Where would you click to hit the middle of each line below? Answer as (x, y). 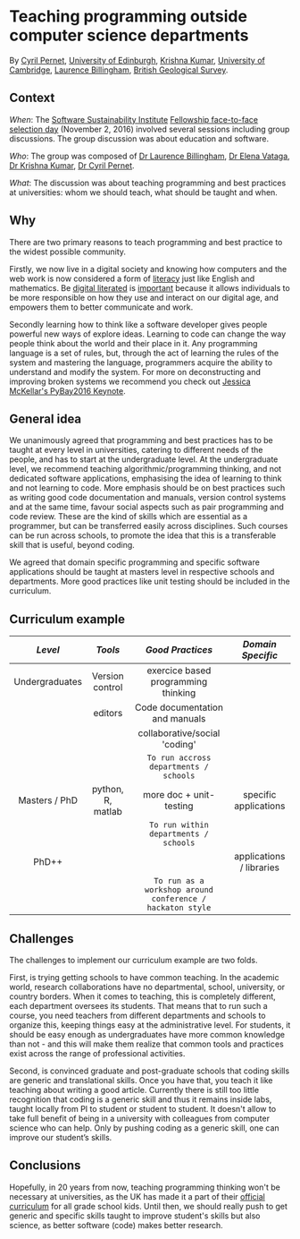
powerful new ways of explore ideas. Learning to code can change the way (148, 334)
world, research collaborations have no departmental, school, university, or (147, 987)
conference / (179, 899)
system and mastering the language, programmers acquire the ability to (141, 362)
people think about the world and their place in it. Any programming (133, 343)
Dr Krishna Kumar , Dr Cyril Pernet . (72, 165)
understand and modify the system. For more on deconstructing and (135, 372)
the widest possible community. (68, 252)
